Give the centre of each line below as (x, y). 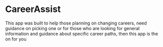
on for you (16, 39)
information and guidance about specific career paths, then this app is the (82, 33)
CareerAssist (33, 9)
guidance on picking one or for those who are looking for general (72, 28)
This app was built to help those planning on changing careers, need (76, 23)
